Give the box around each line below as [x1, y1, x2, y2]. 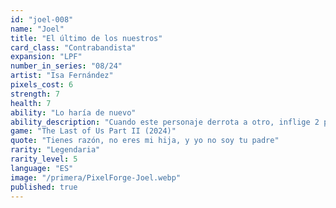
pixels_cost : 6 [10, 80, 74, 90]
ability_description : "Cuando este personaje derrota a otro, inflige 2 [10, 117, 320, 127]
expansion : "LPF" [10, 52, 83, 62]
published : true [10, 182, 78, 192]
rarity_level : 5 [10, 154, 78, 164]
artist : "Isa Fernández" [10, 71, 114, 81]
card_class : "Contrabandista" [10, 42, 137, 53]
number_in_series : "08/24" [10, 61, 123, 71]
